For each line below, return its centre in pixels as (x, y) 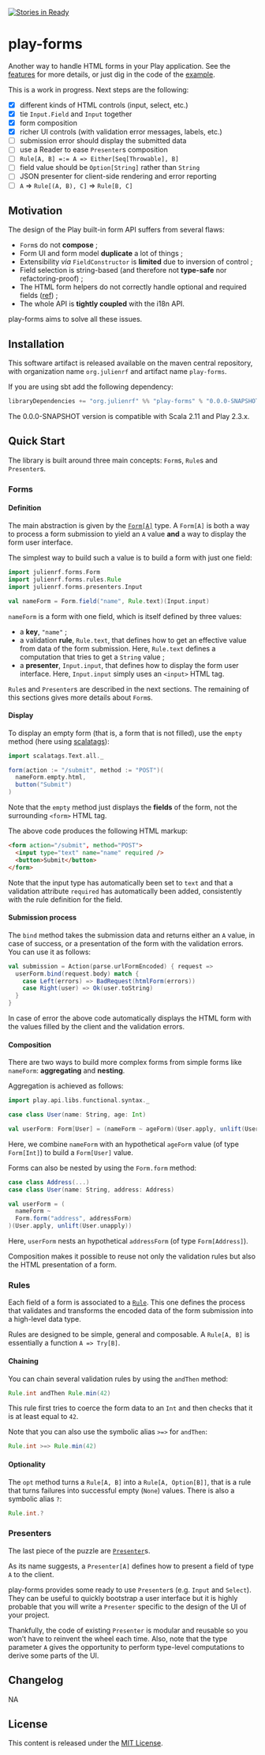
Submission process (43, 918)
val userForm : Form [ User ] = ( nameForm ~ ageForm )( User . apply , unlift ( (127, 1129)
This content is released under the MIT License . (86, 1743)
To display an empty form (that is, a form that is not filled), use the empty (125, 733)
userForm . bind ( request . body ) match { (77, 974)
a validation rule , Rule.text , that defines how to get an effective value (133, 640)
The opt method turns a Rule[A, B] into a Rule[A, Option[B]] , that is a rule (130, 1481)
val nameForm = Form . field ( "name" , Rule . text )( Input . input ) (109, 601)
